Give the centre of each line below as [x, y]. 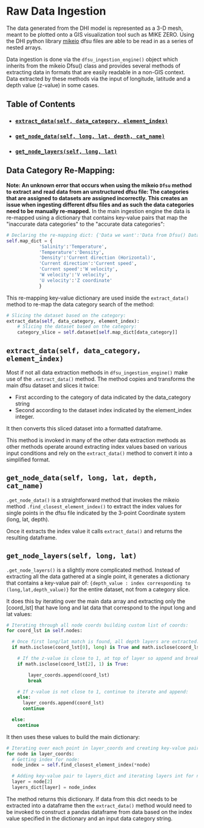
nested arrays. [24, 47]
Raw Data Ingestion [56, 11]
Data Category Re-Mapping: [61, 171]
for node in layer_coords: [40, 754]
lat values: [19, 614]
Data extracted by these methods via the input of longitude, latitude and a [98, 79]
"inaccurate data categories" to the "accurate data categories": [86, 224]
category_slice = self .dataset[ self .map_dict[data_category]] [97, 332]
